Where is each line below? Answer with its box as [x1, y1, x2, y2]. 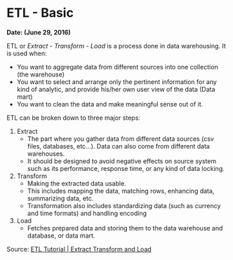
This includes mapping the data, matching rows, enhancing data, [27, 186, 215, 195]
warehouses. [27, 149, 65, 158]
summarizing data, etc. [27, 194, 94, 203]
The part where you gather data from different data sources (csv [27, 135, 215, 143]
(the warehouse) [16, 70, 65, 78]
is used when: [6, 49, 47, 57]
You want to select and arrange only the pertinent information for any [16, 77, 217, 85]
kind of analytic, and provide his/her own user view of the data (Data [16, 85, 215, 93]
